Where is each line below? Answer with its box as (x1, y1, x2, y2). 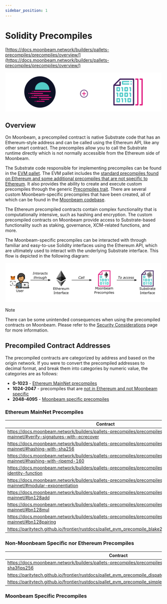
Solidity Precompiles (5, 30, 93, 41)
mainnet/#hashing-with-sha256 (7, 445, 75, 452)
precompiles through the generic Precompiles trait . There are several (5, 186, 147, 192)
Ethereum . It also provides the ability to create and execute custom (5, 181, 142, 187)
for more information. (5, 327, 49, 333)
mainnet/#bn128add (7, 495, 50, 501)
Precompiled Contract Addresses (5, 342, 111, 350)
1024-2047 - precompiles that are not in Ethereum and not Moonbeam (12, 385, 158, 391)
